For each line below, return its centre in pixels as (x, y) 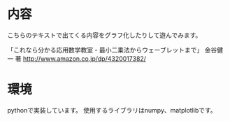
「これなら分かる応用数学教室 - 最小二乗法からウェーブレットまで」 (105, 50)
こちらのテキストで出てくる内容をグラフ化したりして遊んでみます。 (105, 35)
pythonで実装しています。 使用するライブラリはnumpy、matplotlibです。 (112, 110)
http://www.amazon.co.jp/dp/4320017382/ (85, 58)
